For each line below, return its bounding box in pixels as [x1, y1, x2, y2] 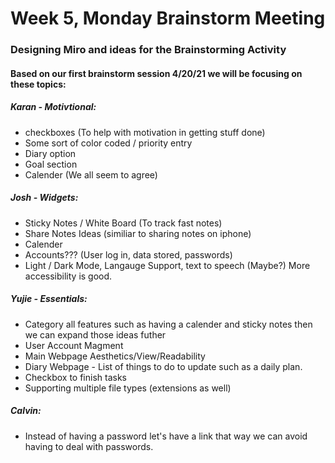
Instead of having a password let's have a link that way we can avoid [24, 430, 308, 442]
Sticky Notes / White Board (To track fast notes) [24, 217, 223, 229]
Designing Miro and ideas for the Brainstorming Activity [10, 43, 287, 57]
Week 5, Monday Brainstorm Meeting [10, 7, 326, 30]
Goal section [24, 158, 78, 170]
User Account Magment [24, 339, 124, 351]
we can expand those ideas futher [24, 328, 167, 341]
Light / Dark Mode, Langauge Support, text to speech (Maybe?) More [24, 259, 311, 271]
